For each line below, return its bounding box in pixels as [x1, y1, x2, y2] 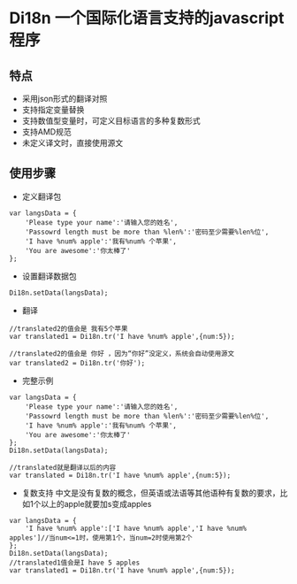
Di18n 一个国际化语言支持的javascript [9, 8, 285, 28]
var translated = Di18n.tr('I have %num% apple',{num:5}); [9, 471, 232, 480]
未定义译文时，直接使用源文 [21, 138, 124, 148]
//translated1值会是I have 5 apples [9, 558, 141, 567]
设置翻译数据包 [21, 271, 77, 281]
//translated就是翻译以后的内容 [9, 463, 117, 472]
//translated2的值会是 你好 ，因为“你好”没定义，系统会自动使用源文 [9, 349, 235, 358]
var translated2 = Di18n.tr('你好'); [9, 358, 146, 367]
